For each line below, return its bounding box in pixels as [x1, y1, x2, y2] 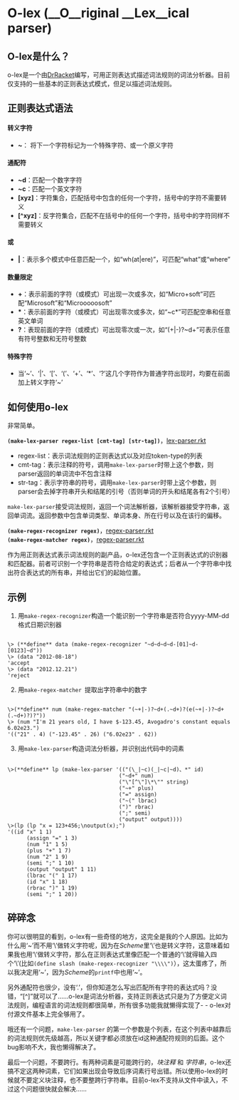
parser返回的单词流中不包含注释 [17, 469, 112, 478]
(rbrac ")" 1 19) [26, 885, 78, 892]
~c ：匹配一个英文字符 [17, 184, 83, 193]
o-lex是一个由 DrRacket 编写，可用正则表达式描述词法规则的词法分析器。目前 [7, 71, 230, 79]
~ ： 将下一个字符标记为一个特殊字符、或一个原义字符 [17, 140, 174, 149]
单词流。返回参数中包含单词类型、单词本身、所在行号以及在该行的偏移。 [13, 511, 225, 520]
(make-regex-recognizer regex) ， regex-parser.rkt [7, 526, 154, 535]
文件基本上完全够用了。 [19, 1009, 89, 1018]
